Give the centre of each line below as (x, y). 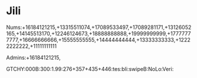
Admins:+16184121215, (34, 57)
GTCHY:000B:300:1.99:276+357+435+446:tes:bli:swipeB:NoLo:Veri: (90, 69)
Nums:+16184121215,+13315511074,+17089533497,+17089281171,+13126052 (99, 27)
